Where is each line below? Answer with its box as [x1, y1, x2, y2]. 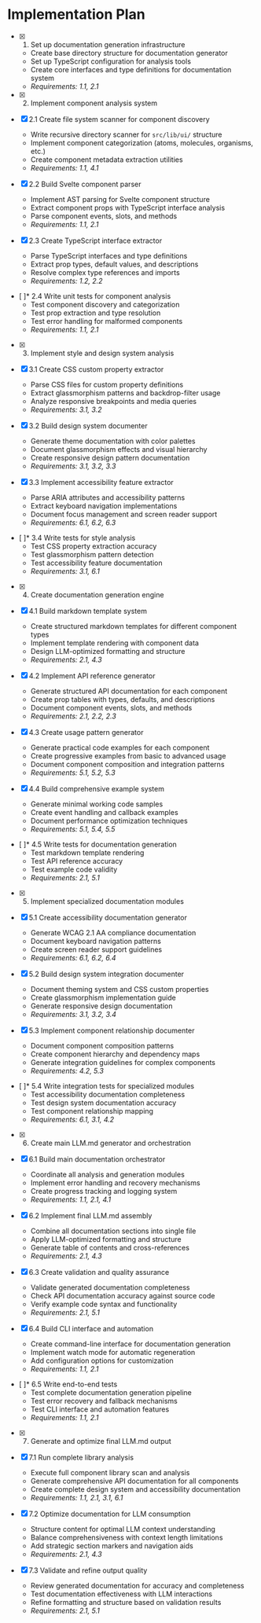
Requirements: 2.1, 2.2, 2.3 [30, 711, 117, 721]
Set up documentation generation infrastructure [30, 39, 186, 49]
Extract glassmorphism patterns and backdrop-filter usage [30, 387, 221, 398]
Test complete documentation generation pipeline [30, 1387, 192, 1397]
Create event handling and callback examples [30, 807, 178, 817]
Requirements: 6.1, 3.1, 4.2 [30, 1114, 115, 1124]
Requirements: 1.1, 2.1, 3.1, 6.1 [30, 1493, 123, 1502]
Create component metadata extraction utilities [30, 155, 183, 164]
